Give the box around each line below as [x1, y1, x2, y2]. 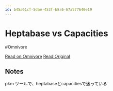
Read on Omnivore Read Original [5, 53, 70, 59]
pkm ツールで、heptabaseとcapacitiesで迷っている [5, 81, 108, 87]
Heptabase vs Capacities [5, 28, 108, 39]
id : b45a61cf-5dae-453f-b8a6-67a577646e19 [5, 7, 92, 12]
